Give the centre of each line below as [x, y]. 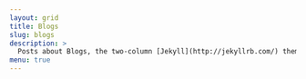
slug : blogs [32, 35]
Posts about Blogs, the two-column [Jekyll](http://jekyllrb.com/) [148, 52]
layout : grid [34, 18]
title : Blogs [34, 26]
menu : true [30, 60]
